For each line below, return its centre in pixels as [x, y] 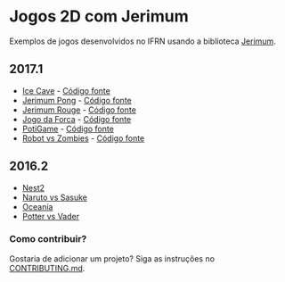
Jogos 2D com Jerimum [99, 17]
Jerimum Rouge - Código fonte [79, 110]
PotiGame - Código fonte [68, 129]
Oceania [37, 206]
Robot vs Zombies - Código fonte [83, 138]
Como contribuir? [48, 239]
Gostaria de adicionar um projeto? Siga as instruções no [112, 258]
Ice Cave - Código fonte [66, 90]
